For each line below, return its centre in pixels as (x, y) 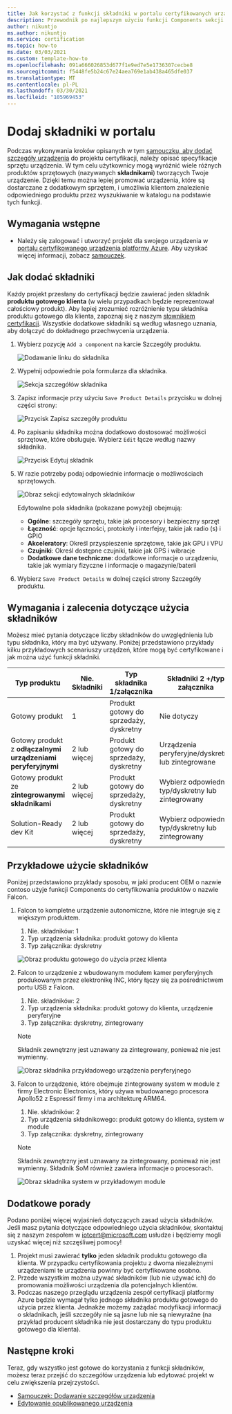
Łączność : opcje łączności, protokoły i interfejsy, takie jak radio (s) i (124, 528)
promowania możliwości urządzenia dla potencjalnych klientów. (107, 1285)
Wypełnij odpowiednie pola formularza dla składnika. (92, 370)
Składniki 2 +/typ (196, 679)
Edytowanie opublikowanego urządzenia (75, 1403)
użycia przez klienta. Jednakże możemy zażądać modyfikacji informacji (119, 1307)
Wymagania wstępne (54, 224)
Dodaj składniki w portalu (81, 132)
